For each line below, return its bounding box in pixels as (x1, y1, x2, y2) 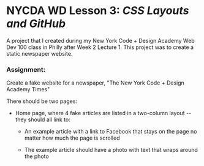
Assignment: (6, 65, 46, 74)
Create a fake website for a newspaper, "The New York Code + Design (6, 79, 185, 86)
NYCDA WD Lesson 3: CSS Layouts (6, 4, 189, 18)
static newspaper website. (6, 50, 73, 57)
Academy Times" (6, 86, 50, 93)
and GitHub (6, 17, 66, 31)
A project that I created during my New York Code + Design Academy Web (6, 37, 195, 44)
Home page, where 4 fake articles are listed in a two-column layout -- (15, 110, 192, 117)
